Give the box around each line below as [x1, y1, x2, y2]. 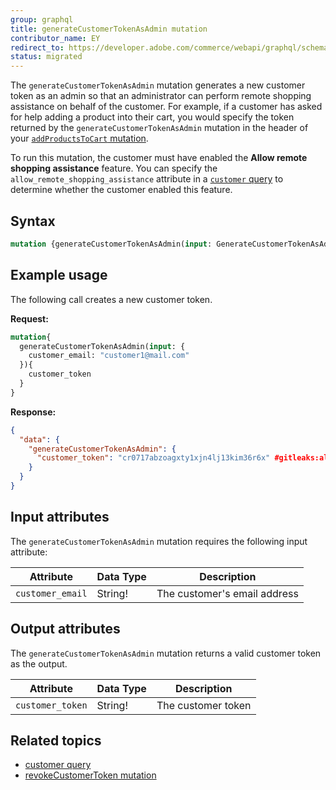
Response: [10, 406, 57, 418]
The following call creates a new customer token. [10, 293, 213, 305]
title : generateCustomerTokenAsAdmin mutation [10, 24, 208, 34]
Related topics [10, 732, 102, 749]
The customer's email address [156, 586, 299, 600]
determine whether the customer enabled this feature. [10, 184, 233, 196]
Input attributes [10, 509, 110, 526]
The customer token [156, 698, 252, 712]
